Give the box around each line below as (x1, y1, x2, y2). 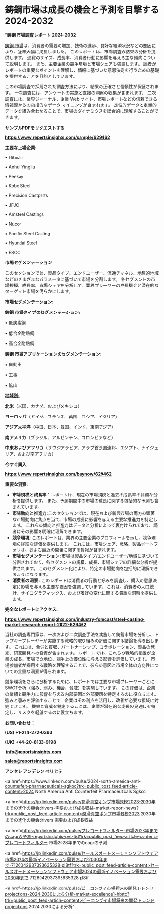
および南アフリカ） (17, 451, 56, 457)
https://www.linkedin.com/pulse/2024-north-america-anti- (22, 778, 141, 784)
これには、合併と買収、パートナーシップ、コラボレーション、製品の (14, 644, 151, 650)
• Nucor (5, 221, 21, 227)
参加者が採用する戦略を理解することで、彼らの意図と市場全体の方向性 (9, 662, 150, 668)
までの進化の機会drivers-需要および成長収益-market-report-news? (5, 805, 139, 810)
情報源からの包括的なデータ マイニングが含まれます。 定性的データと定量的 (5, 102, 157, 108)
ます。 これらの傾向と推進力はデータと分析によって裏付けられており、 (12, 522, 154, 528)
